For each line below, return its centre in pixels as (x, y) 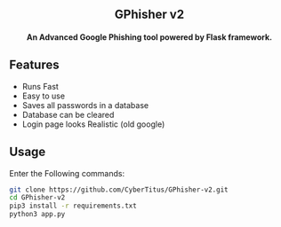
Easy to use (43, 96)
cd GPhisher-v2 (37, 198)
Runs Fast (40, 86)
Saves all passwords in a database (85, 105)
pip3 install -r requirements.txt (73, 206)
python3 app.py (37, 215)
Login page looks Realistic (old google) (93, 124)
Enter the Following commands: (67, 173)
